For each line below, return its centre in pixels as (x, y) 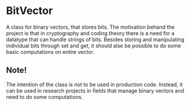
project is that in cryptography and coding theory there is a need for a (90, 33)
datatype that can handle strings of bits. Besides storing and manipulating (95, 39)
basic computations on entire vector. (50, 52)
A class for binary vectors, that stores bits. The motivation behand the (90, 27)
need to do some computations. (45, 97)
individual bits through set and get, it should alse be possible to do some (94, 46)
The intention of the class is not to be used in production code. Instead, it (94, 84)
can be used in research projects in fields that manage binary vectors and (95, 90)
